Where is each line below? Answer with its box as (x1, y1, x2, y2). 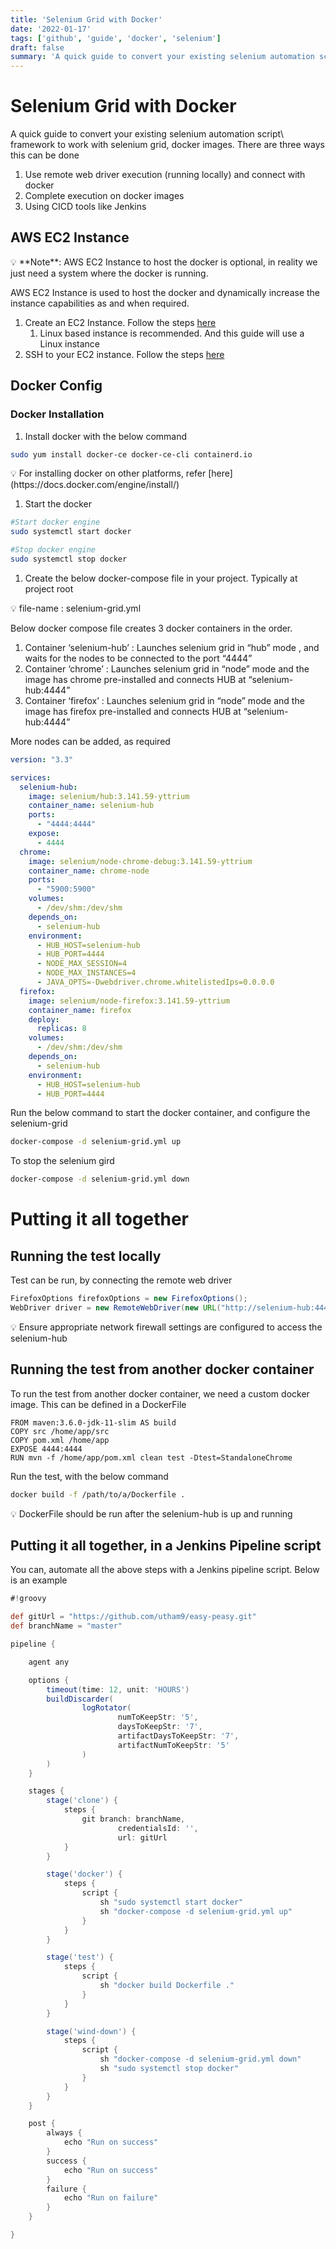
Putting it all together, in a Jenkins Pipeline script (10, 1537, 322, 1555)
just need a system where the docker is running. (10, 267, 209, 279)
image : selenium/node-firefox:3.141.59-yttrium (28, 996, 230, 1006)
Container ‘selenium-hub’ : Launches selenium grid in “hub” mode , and (24, 641, 320, 653)
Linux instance (39, 337, 101, 350)
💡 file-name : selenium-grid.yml (10, 602, 142, 614)
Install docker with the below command (24, 430, 188, 442)
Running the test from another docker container (10, 1361, 315, 1378)
